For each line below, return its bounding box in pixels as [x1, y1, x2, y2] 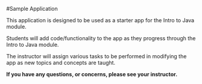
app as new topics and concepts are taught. [6, 59, 116, 66]
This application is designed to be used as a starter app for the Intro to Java [6, 17, 195, 23]
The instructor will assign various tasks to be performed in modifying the [6, 53, 187, 59]
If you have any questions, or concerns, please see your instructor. [6, 71, 178, 77]
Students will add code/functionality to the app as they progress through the [6, 35, 196, 41]
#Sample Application [6, 5, 58, 12]
